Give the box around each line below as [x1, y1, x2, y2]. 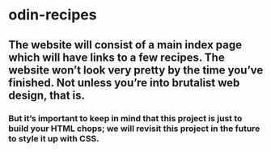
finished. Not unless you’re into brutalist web [8, 75, 240, 90]
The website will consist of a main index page [8, 38, 243, 52]
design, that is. [8, 88, 86, 102]
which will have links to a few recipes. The [8, 50, 225, 64]
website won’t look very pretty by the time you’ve [8, 63, 264, 77]
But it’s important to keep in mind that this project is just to [8, 112, 243, 124]
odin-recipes [8, 6, 97, 24]
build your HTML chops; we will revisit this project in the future [8, 123, 260, 134]
